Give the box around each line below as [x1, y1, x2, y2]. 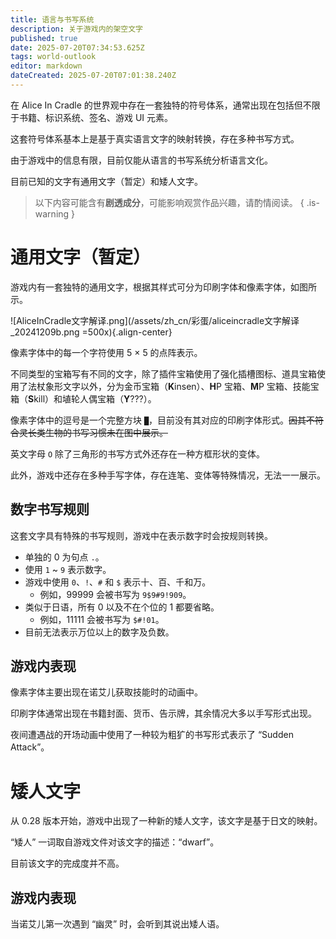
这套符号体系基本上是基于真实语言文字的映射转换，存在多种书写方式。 [10, 132, 300, 145]
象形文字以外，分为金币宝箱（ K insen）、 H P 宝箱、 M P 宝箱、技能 [44, 380, 311, 392]
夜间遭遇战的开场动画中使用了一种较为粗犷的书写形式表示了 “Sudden [10, 729, 294, 741]
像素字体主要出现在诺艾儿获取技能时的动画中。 [10, 686, 203, 698]
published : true [10, 33, 78, 43]
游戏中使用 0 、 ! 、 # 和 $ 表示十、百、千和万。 [24, 576, 212, 588]
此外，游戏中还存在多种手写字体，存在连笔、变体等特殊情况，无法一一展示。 [10, 469, 326, 481]
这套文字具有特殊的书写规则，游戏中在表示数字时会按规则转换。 [10, 529, 273, 541]
